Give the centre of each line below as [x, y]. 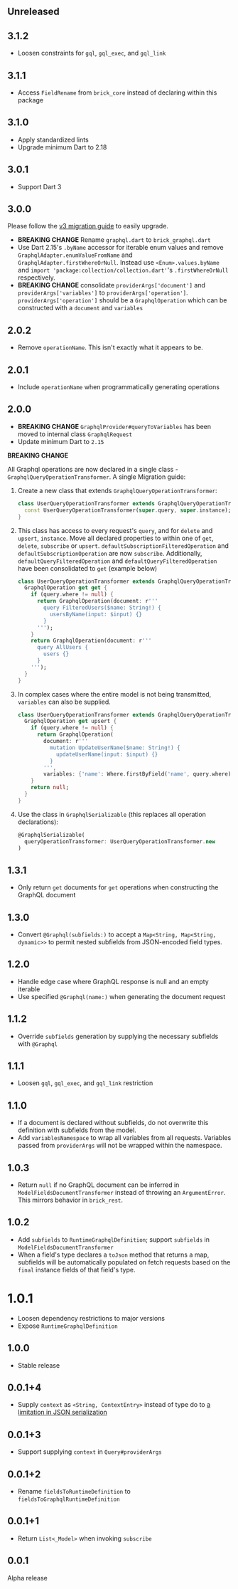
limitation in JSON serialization [63, 1413]
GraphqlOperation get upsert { [71, 722]
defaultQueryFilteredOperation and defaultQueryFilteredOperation [117, 561]
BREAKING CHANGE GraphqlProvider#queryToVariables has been [114, 426]
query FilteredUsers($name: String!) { [102, 608]
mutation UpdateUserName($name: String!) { [115, 748]
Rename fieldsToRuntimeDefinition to [74, 1492]
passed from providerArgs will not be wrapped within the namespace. [120, 1146]
